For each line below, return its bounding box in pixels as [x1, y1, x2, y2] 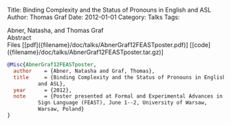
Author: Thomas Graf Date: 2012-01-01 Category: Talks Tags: [7, 13, 180, 21]
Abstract [7, 33, 32, 42]
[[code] [189, 41, 211, 48]
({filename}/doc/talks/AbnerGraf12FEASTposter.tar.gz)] [7, 48, 164, 56]
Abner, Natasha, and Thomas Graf [7, 27, 104, 34]
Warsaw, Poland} [37, 106, 85, 113]
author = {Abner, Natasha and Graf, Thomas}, [13, 68, 155, 74]
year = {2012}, [13, 87, 72, 94]
